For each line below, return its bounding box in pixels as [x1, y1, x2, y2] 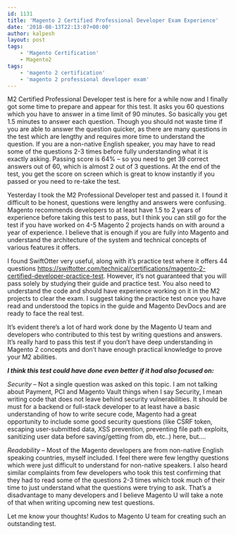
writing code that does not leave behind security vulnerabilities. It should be [7, 395, 228, 403]
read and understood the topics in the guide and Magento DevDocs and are [7, 302, 227, 310]
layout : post [7, 37, 46, 44]
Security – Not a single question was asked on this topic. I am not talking [7, 380, 218, 389]
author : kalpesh [7, 30, 55, 37]
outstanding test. [7, 520, 56, 528]
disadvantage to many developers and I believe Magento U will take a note [7, 491, 223, 500]
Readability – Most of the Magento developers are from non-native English [7, 446, 224, 455]
